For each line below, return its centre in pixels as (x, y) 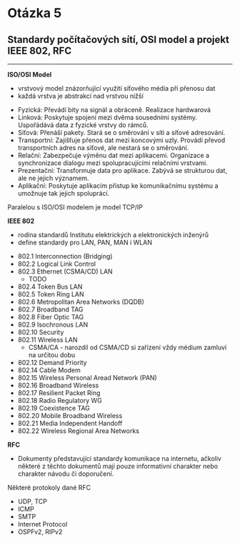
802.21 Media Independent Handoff (70, 423)
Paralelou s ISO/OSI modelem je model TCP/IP (75, 207)
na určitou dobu (52, 355)
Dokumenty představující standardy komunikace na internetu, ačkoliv (119, 458)
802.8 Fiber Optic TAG (51, 317)
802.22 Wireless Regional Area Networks (78, 431)
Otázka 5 (35, 13)
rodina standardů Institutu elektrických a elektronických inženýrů (113, 235)
